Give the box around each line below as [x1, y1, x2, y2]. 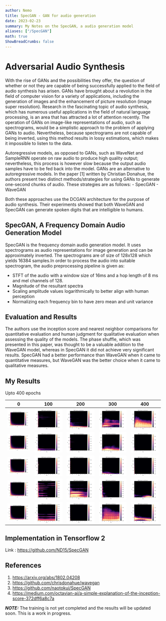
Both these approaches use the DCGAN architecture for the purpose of [5, 196, 150, 202]
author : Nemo [5, 8, 32, 13]
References [5, 561, 41, 570]
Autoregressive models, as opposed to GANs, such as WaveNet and [5, 150, 143, 155]
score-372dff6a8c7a [12, 595, 54, 601]
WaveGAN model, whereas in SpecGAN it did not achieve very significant [5, 347, 154, 353]
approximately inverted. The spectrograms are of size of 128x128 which [5, 252, 151, 258]
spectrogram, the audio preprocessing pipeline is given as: [5, 263, 125, 269]
